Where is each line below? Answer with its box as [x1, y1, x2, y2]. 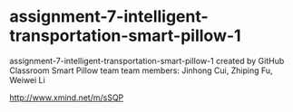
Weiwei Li [9, 74, 45, 85]
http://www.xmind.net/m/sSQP [9, 92, 124, 103]
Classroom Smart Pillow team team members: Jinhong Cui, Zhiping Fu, [9, 65, 274, 76]
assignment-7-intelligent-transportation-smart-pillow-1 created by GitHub [9, 55, 285, 66]
